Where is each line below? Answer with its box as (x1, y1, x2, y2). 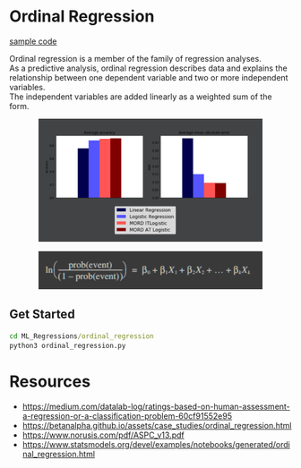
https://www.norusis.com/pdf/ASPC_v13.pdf (21, 430, 185, 440)
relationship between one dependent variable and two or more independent (9, 72, 288, 82)
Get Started (9, 307, 75, 322)
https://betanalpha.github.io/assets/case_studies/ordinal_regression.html (21, 420, 292, 430)
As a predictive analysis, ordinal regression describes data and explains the (9, 63, 288, 73)
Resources (9, 371, 91, 391)
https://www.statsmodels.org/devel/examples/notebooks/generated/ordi (21, 438, 291, 449)
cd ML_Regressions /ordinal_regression (9, 331, 154, 341)
